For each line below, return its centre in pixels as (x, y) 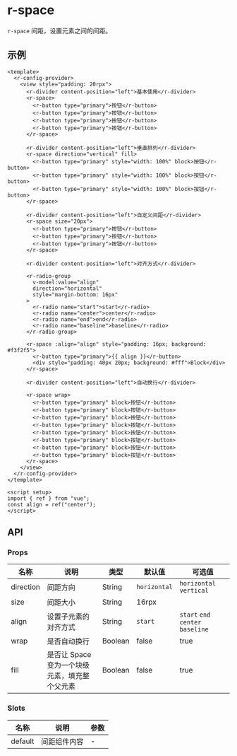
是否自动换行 (68, 641)
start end (195, 615)
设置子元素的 (68, 617)
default (23, 741)
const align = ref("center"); (52, 504)
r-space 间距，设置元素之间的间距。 (60, 30)
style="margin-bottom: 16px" (75, 295)
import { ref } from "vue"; (49, 498)
